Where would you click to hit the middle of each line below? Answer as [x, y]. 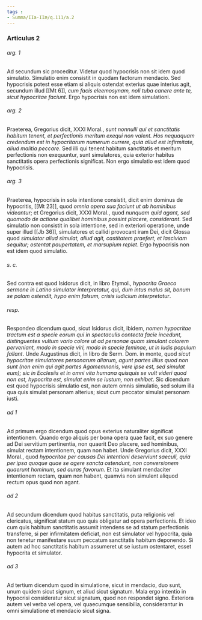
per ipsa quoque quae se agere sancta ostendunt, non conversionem [93, 463]
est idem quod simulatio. [37, 251]
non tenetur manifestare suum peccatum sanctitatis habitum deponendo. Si [100, 540]
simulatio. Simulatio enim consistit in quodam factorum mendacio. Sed [94, 77]
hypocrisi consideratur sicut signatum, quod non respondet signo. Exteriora [100, 598]
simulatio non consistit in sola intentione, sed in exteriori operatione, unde [98, 225]
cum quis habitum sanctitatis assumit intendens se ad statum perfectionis [98, 527]
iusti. [13, 399]
